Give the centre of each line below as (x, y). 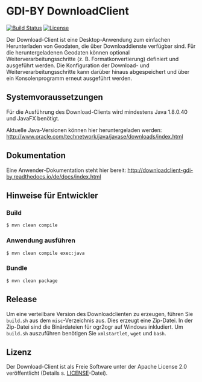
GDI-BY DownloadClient (68, 11)
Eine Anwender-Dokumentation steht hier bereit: (66, 170)
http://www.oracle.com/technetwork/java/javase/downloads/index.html (95, 136)
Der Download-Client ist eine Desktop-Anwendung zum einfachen (88, 39)
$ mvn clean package (32, 281)
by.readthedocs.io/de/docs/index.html (54, 176)
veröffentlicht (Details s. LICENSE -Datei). (57, 373)
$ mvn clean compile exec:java (46, 253)
